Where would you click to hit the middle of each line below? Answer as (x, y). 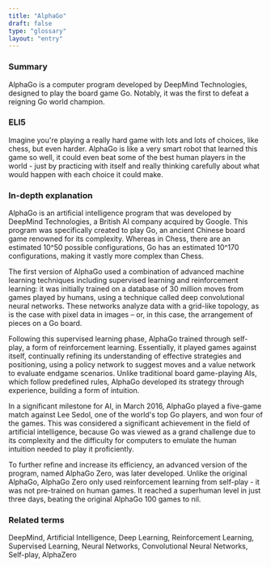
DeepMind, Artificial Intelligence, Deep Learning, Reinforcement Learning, (131, 538)
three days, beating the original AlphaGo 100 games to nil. (105, 499)
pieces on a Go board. (45, 324)
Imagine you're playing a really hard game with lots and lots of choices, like (133, 140)
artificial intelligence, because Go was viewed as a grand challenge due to (132, 432)
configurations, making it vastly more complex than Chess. (106, 256)
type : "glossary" (38, 31)
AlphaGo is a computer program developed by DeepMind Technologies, (128, 84)
